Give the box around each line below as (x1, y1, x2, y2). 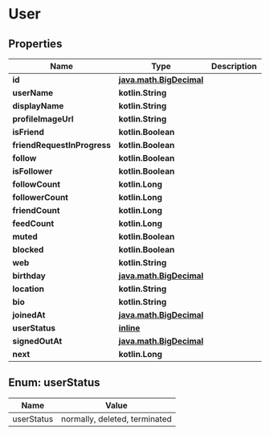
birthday (12, 270, 46, 281)
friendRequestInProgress (12, 140, 111, 150)
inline (118, 322, 141, 334)
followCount (12, 179, 61, 190)
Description (211, 61, 257, 72)
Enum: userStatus (8, 375, 100, 390)
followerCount (12, 192, 68, 203)
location (12, 283, 44, 294)
